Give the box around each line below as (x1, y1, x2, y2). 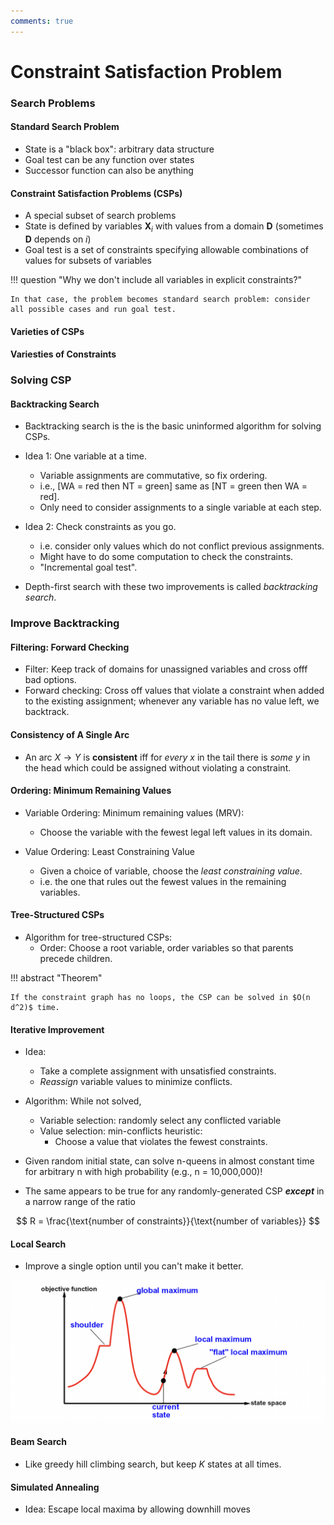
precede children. (39, 952, 113, 964)
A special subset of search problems (24, 210, 177, 222)
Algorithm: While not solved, (24, 1095, 142, 1107)
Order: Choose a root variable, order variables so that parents (39, 941, 294, 954)
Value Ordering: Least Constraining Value (24, 845, 195, 857)
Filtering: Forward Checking (10, 641, 130, 653)
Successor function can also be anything (24, 164, 194, 176)
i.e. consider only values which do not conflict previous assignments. (39, 540, 325, 552)
